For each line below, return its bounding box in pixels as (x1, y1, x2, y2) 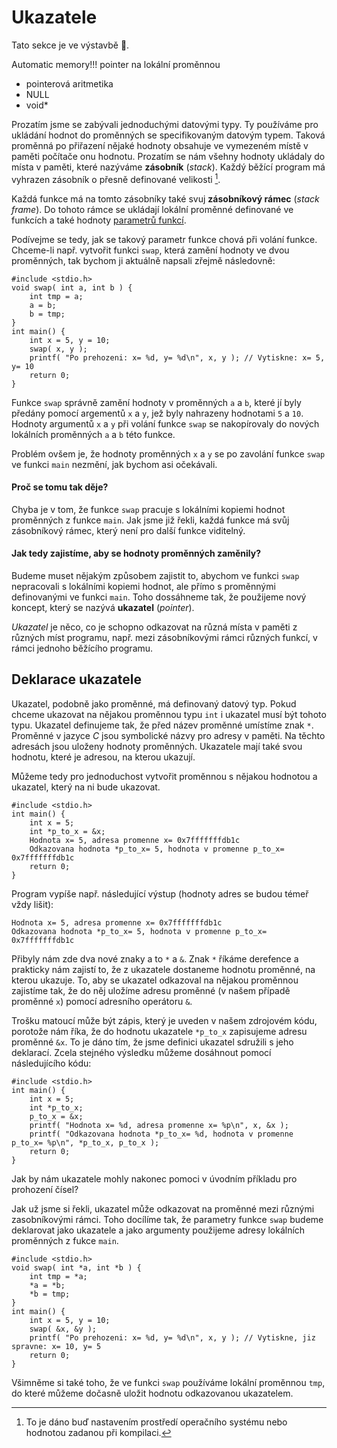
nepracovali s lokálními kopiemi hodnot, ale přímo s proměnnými (11, 581, 276, 592)
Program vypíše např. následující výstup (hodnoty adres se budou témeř (11, 887, 309, 900)
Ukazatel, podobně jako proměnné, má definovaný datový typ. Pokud (11, 697, 297, 710)
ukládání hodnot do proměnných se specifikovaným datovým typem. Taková (11, 129, 326, 141)
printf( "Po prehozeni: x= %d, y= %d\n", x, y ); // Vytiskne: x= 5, (29, 352, 326, 363)
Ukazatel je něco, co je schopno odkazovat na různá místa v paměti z (11, 621, 298, 633)
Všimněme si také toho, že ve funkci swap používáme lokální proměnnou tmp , (11, 1376, 326, 1388)
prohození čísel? (11, 1183, 79, 1195)
